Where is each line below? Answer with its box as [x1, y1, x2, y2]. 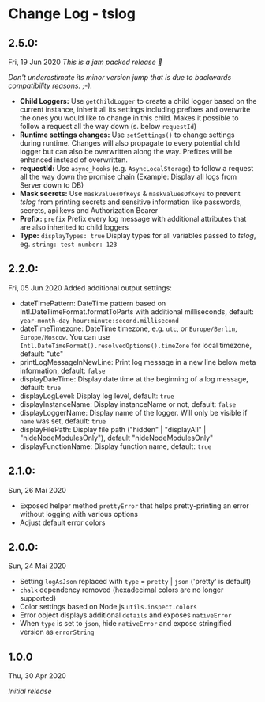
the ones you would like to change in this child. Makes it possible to [19, 113, 239, 123]
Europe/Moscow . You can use [19, 332, 110, 341]
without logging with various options [19, 509, 138, 518]
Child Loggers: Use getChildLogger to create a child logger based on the [19, 97, 257, 105]
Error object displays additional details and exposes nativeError [19, 610, 232, 620]
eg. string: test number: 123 [19, 239, 118, 249]
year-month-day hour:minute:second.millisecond [19, 317, 179, 324]
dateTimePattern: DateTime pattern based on [19, 298, 166, 308]
